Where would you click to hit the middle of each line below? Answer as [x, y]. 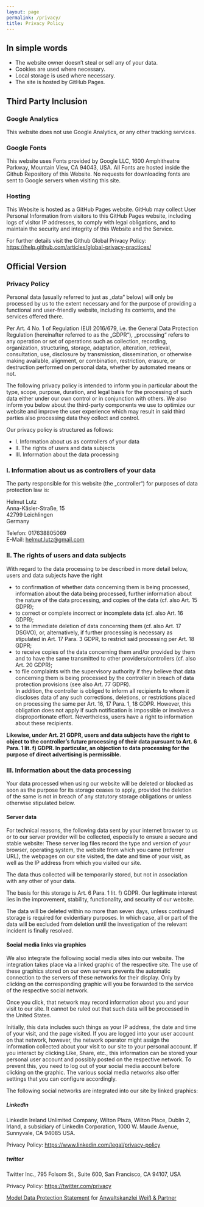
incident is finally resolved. [40, 931]
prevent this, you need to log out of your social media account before [93, 1066]
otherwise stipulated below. [41, 803]
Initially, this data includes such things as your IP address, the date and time [101, 1027]
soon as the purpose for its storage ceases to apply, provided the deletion [99, 790]
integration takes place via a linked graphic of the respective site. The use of [102, 965]
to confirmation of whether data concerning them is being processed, [102, 587]
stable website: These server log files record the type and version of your [98, 843]
